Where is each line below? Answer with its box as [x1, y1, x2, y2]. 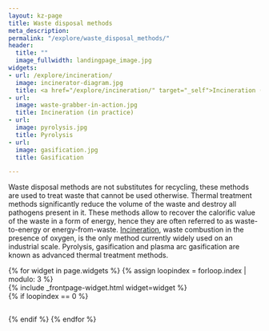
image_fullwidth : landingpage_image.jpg [15, 57, 152, 65]
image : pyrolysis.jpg [15, 123, 88, 131]
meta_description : [8, 26, 70, 34]
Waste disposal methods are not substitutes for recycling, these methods [8, 182, 250, 192]
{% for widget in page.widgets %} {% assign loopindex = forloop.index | [8, 266, 247, 276]
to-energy [8, 225, 42, 235]
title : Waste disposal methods [8, 19, 113, 27]
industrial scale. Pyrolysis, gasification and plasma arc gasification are [8, 242, 240, 252]
